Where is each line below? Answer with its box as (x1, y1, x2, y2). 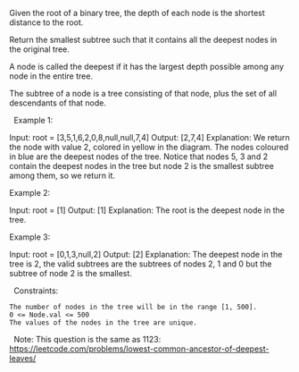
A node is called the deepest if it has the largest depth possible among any (9, 62, 284, 72)
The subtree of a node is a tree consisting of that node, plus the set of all (9, 89, 278, 98)
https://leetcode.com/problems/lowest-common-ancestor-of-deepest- (9, 343, 270, 354)
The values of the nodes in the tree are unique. (9, 318, 198, 327)
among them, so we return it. (9, 170, 116, 181)
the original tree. (9, 44, 70, 55)
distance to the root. (9, 17, 84, 28)
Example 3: (9, 232, 51, 242)
